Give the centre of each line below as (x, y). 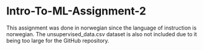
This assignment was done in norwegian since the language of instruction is (101, 28)
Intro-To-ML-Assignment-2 (76, 11)
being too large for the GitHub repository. (58, 40)
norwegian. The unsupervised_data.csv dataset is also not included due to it (102, 34)
